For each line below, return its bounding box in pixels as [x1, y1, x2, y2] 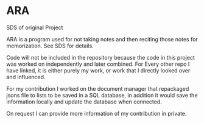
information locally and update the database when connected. [6, 98, 163, 105]
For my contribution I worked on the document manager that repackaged [6, 85, 189, 92]
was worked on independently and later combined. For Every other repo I [6, 60, 190, 68]
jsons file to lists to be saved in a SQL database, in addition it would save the [6, 91, 198, 99]
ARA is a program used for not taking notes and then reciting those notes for [6, 35, 198, 43]
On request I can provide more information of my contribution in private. [6, 110, 187, 117]
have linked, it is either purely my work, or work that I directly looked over [6, 66, 191, 74]
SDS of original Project [6, 24, 63, 31]
